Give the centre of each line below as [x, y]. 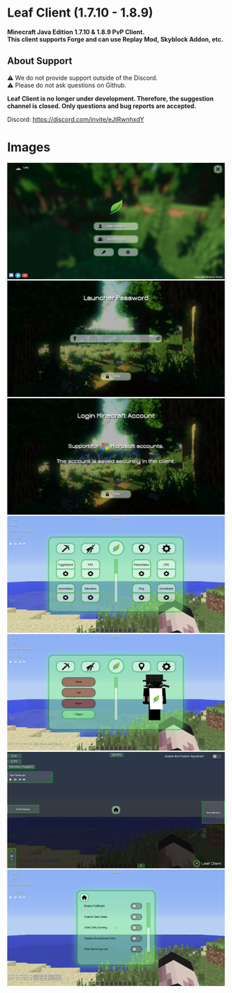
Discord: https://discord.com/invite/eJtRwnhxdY [76, 119]
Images [29, 147]
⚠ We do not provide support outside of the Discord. [83, 78]
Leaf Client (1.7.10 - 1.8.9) [80, 13]
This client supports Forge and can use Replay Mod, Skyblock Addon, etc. [115, 39]
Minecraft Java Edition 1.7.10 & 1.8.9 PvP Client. [76, 32]
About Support [40, 61]
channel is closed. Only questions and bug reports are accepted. [102, 106]
